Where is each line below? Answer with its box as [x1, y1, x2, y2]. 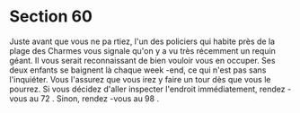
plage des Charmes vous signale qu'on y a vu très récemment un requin [9, 45, 277, 56]
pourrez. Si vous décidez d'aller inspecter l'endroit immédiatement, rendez [9, 83, 286, 94]
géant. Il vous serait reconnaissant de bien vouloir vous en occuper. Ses [9, 55, 276, 65]
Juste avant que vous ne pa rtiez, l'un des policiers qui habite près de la [9, 36, 276, 47]
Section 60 [9, 6, 93, 27]
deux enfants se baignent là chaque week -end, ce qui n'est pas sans [9, 65, 267, 75]
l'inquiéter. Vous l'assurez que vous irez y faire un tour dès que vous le [9, 74, 271, 84]
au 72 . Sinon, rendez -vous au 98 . [29, 92, 160, 104]
